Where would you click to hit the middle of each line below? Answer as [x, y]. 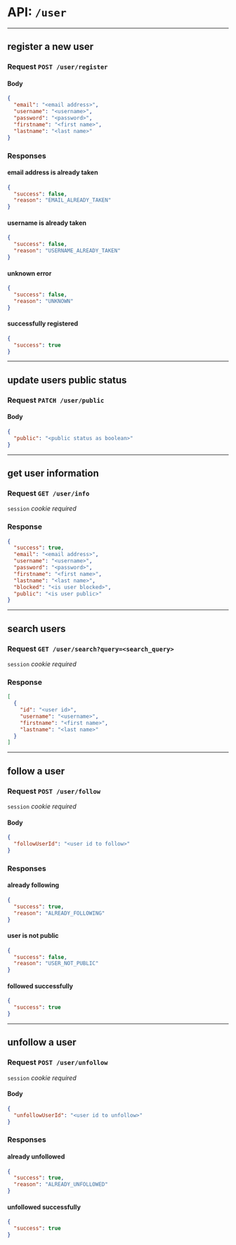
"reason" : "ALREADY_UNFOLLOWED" [61, 1185]
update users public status [67, 380]
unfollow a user [42, 1042]
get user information [53, 473]
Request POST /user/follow [54, 791]
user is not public [33, 936]
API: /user [37, 12]
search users [37, 629]
